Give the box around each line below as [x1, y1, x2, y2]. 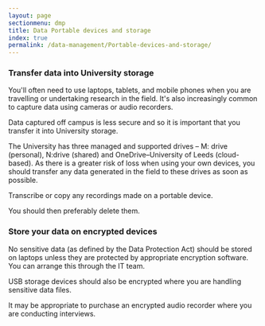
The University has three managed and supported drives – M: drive [8, 142, 228, 151]
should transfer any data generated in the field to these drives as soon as [8, 167, 248, 177]
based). [8, 158, 33, 168]
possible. [8, 176, 38, 185]
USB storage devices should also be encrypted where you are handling [8, 276, 241, 286]
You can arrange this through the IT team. [8, 261, 146, 270]
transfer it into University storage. [8, 126, 119, 136]
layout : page [8, 11, 52, 20]
